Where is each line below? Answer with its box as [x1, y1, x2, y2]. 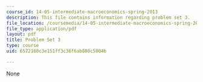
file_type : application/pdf [6, 25, 77, 32]
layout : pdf [6, 31, 36, 37]
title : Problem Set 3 [6, 37, 61, 43]
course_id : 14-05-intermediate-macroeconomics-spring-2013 [6, 8, 158, 15]
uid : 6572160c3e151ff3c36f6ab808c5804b [6, 48, 107, 54]
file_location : [6, 20, 45, 26]
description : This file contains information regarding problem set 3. [6, 14, 190, 20]
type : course [6, 43, 39, 49]
